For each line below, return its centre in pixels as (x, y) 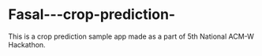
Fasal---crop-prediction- (92, 15)
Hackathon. (27, 44)
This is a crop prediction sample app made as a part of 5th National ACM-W (131, 36)
